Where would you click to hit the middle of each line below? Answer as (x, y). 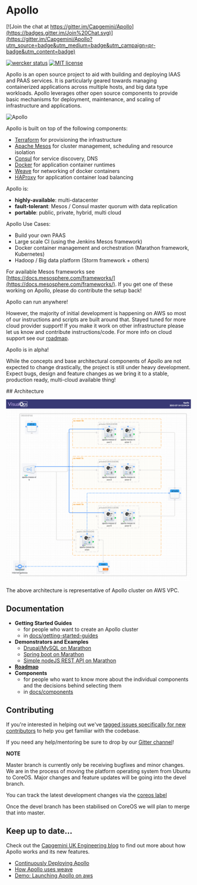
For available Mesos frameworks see (50, 272)
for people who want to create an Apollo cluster (81, 629)
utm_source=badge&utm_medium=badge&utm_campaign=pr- (81, 45)
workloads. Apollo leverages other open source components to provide (92, 93)
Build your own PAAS (40, 235)
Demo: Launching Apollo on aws (54, 875)
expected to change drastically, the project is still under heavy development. (98, 367)
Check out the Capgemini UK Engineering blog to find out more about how (96, 845)
